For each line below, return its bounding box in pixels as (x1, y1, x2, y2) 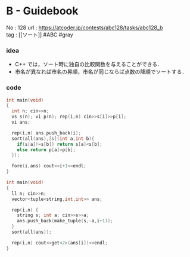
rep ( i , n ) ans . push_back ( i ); (11, 130, 82, 136)
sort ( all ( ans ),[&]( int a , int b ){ (11, 136, 95, 142)
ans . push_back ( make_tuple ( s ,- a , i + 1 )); (17, 218, 113, 224)
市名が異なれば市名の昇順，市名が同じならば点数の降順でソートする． (14, 68, 188, 75)
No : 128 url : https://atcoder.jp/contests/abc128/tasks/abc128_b (6, 24, 163, 31)
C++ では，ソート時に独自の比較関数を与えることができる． (14, 61, 163, 68)
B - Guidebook (6, 4, 79, 18)
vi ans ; (11, 120, 31, 126)
